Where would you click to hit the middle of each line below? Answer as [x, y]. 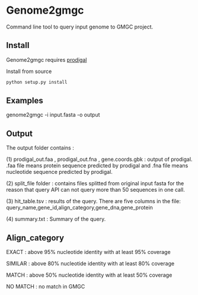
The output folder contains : [40, 148]
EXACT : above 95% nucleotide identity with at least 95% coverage [88, 252]
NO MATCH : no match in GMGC [46, 287]
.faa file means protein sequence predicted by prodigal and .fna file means [97, 166]
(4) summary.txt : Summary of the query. [56, 219]
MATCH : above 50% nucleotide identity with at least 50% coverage [89, 275]
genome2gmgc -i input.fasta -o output [53, 115]
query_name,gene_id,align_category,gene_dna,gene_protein [79, 208]
